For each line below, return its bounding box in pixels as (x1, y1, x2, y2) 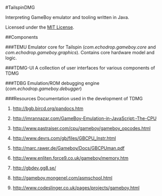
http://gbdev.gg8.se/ (12, 165, 56, 171)
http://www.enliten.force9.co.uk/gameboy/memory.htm (12, 155, 129, 161)
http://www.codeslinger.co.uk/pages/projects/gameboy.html (12, 185, 140, 191)
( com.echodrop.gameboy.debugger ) (5, 85, 82, 92)
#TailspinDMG (5, 5, 35, 10)
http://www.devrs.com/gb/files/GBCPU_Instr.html (12, 135, 116, 141)
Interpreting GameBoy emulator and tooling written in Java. (5, 14, 129, 20)
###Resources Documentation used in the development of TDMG (5, 96, 143, 101)
